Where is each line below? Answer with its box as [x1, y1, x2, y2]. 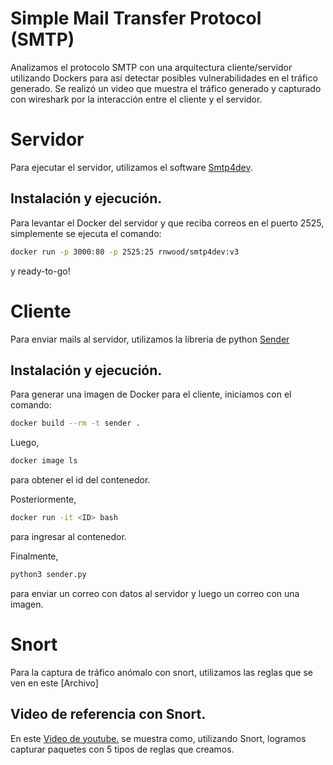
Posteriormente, [10, 493, 77, 506]
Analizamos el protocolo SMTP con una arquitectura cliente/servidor [10, 61, 293, 73]
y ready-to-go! [10, 265, 71, 277]
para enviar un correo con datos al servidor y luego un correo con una [10, 587, 300, 599]
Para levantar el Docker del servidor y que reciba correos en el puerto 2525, [10, 217, 325, 229]
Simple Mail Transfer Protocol [10, 7, 262, 30]
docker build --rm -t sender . [10, 418, 141, 429]
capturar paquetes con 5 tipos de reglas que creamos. [10, 743, 235, 755]
